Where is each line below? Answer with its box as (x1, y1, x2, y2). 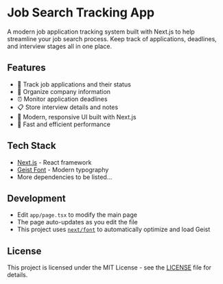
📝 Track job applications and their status (16, 80, 132, 88)
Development (7, 192, 67, 204)
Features (7, 62, 46, 73)
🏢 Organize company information (16, 87, 111, 95)
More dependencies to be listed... (16, 173, 113, 181)
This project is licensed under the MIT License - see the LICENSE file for (7, 263, 211, 272)
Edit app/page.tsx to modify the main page (16, 211, 137, 219)
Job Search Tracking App (7, 5, 155, 21)
